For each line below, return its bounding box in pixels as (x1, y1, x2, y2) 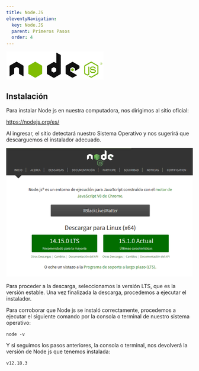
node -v (6, 331, 25, 337)
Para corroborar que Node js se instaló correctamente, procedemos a (6, 307, 176, 314)
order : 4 (11, 34, 33, 41)
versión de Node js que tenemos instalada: (6, 348, 111, 355)
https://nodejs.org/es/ (6, 118, 60, 125)
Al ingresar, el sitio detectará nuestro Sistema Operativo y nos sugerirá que (6, 130, 190, 137)
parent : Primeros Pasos (11, 28, 70, 34)
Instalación (6, 91, 49, 101)
